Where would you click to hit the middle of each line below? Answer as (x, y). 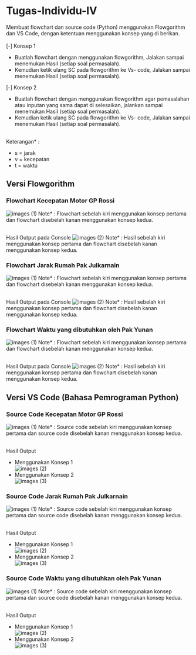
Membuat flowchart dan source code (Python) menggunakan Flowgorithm (96, 27)
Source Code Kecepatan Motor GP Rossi (65, 414)
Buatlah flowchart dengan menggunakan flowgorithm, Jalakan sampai (99, 57)
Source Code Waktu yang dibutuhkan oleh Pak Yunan (84, 578)
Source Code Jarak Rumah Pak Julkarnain (67, 496)
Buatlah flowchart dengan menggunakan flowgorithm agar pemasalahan (102, 99)
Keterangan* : (23, 141)
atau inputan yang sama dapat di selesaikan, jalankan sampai (89, 105)
